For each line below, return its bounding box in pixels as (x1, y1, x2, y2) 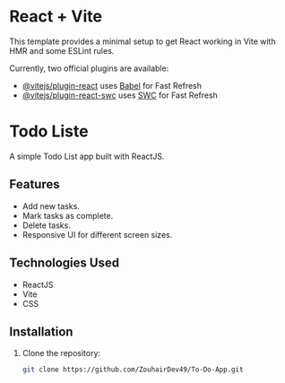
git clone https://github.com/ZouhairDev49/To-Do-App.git (22, 365, 244, 374)
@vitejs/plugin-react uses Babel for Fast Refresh (22, 80, 203, 91)
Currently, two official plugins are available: (9, 63, 169, 74)
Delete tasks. (22, 220, 72, 231)
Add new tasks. (22, 200, 81, 212)
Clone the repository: (22, 348, 101, 359)
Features (9, 177, 60, 192)
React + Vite (9, 6, 103, 27)
